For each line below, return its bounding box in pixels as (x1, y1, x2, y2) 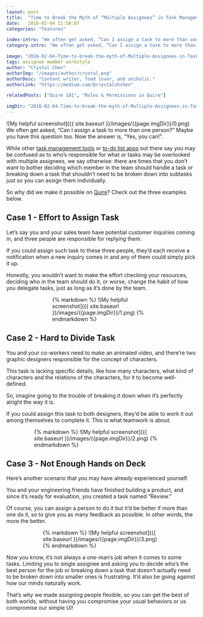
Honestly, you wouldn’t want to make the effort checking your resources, (6, 271, 188, 279)
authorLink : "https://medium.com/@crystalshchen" (6, 81, 134, 88)
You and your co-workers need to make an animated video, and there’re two (6, 349, 196, 356)
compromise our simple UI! (6, 604, 74, 612)
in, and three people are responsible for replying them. (6, 235, 142, 242)
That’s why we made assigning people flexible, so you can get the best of (6, 592, 189, 599)
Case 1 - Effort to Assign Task (6, 213, 120, 223)
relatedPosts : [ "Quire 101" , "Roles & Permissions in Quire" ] (6, 92, 166, 99)
